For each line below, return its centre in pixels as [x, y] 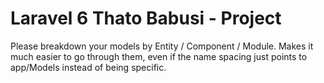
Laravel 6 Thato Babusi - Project [146, 18]
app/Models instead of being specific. [88, 67]
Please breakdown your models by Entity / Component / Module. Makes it [162, 46]
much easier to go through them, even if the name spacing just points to [159, 56]
